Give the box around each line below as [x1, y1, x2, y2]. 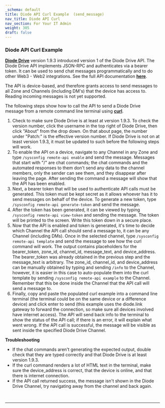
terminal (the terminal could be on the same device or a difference [12, 296, 146, 302]
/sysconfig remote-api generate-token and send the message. [12, 202, 140, 208]
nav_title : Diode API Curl [5, 16, 60, 21]
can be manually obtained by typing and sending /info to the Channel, [12, 264, 156, 270]
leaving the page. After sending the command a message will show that [12, 176, 157, 182]
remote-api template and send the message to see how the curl [12, 238, 141, 244]
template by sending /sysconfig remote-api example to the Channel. [12, 275, 151, 281]
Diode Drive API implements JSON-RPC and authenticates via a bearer [5, 63, 148, 69]
